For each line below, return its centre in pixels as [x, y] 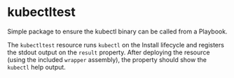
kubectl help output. [37, 67]
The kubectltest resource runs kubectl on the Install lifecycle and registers [116, 45]
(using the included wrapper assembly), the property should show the [107, 59]
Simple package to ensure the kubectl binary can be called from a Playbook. [117, 31]
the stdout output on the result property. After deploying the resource [109, 52]
